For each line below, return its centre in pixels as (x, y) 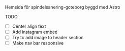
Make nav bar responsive (38, 43)
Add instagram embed (35, 32)
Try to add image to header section (48, 38)
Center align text (29, 26)
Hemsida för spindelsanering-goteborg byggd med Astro (63, 7)
